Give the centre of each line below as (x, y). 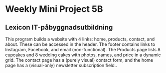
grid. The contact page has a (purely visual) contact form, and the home (79, 60)
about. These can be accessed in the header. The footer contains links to (80, 44)
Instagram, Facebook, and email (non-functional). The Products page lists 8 (83, 50)
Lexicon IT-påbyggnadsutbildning (59, 27)
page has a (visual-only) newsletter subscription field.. (61, 65)
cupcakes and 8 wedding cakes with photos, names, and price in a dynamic (83, 55)
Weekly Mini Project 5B (54, 9)
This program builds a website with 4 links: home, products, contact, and (80, 39)
